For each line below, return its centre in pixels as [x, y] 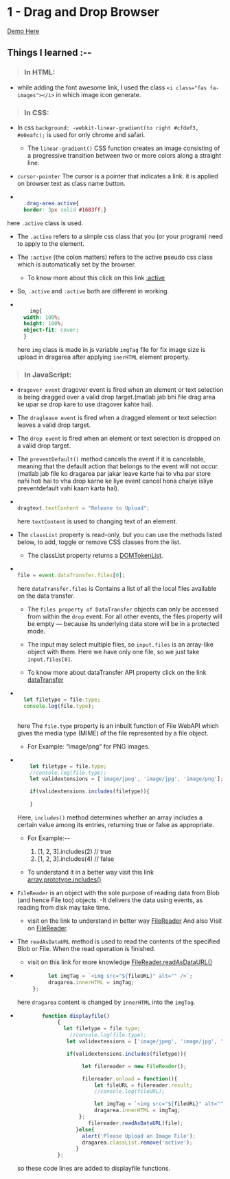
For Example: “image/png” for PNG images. [89, 746]
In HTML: [39, 72]
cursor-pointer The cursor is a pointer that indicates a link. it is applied [117, 176]
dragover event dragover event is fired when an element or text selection [120, 390]
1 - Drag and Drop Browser [83, 12]
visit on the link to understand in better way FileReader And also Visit [124, 921]
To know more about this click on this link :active [96, 278]
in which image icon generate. [99, 94]
